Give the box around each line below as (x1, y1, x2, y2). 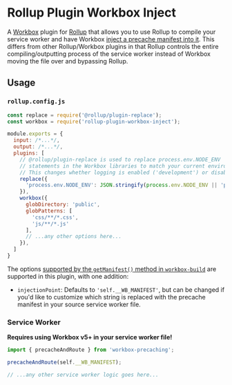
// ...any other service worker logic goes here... (7, 371, 159, 378)
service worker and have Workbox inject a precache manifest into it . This (7, 34, 215, 43)
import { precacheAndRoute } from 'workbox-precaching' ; (7, 346, 175, 353)
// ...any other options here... (25, 233, 122, 240)
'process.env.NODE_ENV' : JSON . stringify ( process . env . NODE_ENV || (25, 181, 217, 189)
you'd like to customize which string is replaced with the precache (17, 293, 206, 301)
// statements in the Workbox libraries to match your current (19, 162, 206, 170)
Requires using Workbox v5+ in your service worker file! (7, 333, 173, 342)
